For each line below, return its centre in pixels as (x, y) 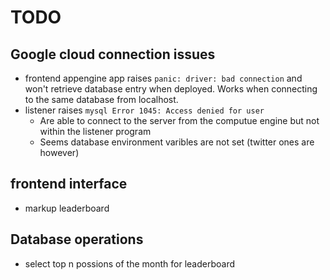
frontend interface (69, 184)
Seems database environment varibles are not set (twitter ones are (177, 142)
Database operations (77, 239)
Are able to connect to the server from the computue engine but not (179, 120)
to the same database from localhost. (101, 99)
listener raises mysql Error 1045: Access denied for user (144, 110)
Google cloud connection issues (113, 54)
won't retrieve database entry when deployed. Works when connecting (171, 89)
